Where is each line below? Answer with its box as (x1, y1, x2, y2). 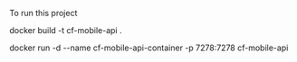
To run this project (9, 8, 78, 18)
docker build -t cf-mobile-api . (9, 25, 122, 35)
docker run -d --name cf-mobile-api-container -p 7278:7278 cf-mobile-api (9, 42, 289, 53)
